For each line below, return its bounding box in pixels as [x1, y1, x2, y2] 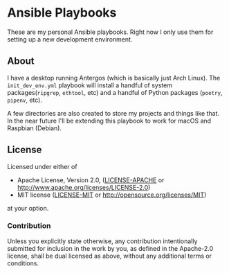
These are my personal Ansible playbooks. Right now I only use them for [7, 28, 214, 36]
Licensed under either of [7, 162, 77, 170]
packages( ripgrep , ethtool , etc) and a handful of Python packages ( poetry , [7, 88, 223, 96]
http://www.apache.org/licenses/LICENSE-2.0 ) [17, 183, 151, 191]
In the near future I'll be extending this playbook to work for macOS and [7, 116, 212, 125]
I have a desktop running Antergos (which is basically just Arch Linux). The [7, 73, 221, 82]
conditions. [7, 258, 39, 267]
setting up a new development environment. [7, 35, 133, 43]
